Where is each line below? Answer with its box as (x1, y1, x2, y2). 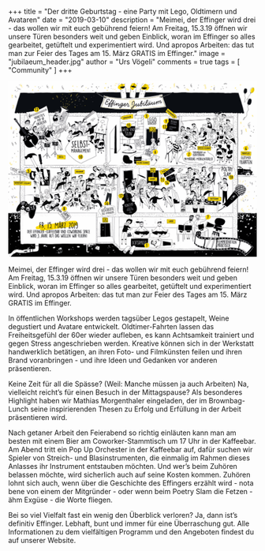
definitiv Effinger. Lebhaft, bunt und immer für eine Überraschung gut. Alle (8, 519, 250, 528)
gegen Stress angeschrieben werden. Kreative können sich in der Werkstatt (8, 339, 254, 348)
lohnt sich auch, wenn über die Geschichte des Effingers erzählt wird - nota (8, 478, 254, 488)
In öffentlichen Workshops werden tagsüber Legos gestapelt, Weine (8, 313, 230, 323)
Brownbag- (208, 395, 246, 405)
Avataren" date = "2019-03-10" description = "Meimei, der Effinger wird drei (8, 15, 256, 24)
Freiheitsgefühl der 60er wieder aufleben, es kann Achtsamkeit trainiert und (8, 330, 255, 339)
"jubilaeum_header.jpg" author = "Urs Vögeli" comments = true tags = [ (8, 57, 241, 66)
